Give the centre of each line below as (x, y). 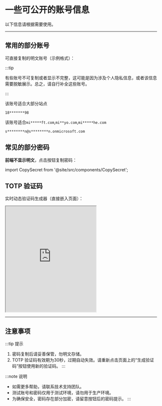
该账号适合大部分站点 (26, 103)
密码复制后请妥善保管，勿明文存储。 (48, 354)
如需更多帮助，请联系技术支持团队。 (48, 387)
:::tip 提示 (14, 344)
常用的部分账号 (27, 46)
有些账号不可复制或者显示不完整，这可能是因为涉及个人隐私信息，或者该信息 (81, 77)
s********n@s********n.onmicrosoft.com (45, 131)
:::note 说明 (16, 376)
